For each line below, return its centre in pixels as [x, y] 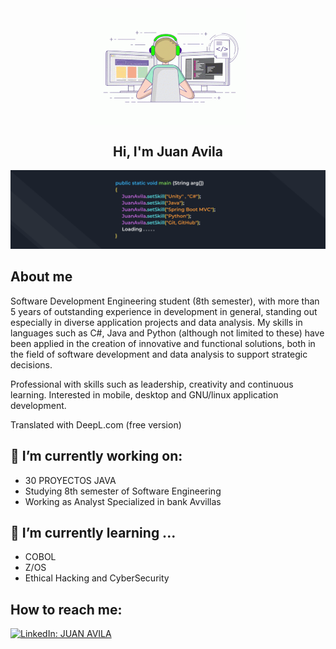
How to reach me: [66, 609]
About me [41, 277]
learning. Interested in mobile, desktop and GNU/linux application [144, 394]
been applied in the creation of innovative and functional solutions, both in [163, 343]
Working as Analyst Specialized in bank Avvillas [123, 501]
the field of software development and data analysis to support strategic [159, 354]
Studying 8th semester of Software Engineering [123, 491]
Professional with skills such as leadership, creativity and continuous [152, 384]
